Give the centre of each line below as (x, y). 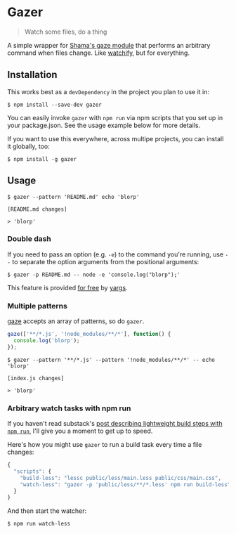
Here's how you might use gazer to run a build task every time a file (105, 445)
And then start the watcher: (47, 511)
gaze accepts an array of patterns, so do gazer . (76, 321)
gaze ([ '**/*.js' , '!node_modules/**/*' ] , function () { (89, 334)
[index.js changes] (36, 378)
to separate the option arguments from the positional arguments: (106, 261)
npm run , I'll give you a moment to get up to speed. (80, 431)
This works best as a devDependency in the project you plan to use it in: (108, 91)
